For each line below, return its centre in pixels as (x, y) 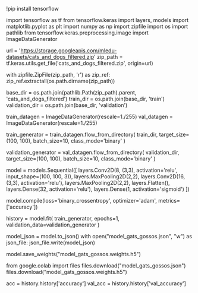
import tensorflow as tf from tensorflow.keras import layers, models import (98, 20)
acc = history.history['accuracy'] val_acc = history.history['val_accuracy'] (96, 283)
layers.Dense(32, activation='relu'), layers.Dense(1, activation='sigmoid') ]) (98, 189)
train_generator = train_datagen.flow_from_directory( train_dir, (82, 134)
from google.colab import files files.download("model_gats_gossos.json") (96, 266)
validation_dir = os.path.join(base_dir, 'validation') (67, 105)
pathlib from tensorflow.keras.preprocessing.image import (77, 33)
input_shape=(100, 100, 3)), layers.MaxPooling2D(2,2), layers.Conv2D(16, (96, 177)
